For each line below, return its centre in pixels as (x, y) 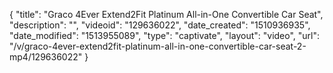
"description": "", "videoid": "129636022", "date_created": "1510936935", (160, 25)
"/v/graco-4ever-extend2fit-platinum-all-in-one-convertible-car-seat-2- (158, 46)
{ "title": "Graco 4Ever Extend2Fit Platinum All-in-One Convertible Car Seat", (166, 14)
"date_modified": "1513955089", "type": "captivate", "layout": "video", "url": (165, 35)
